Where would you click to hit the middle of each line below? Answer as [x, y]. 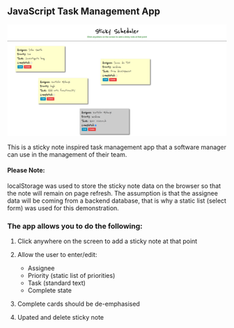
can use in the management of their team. [67, 154]
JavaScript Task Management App [84, 11]
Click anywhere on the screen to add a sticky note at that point [107, 241]
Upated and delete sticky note [61, 318]
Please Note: [26, 171]
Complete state [49, 290]
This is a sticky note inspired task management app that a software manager [117, 147]
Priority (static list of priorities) [71, 276]
